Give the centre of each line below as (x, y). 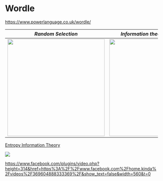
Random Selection (56, 33)
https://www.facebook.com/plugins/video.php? (52, 164)
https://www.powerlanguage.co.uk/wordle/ (48, 22)
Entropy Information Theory (33, 145)
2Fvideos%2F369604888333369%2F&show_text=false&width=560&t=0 (78, 174)
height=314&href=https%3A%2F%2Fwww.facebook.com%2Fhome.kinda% (81, 168)
